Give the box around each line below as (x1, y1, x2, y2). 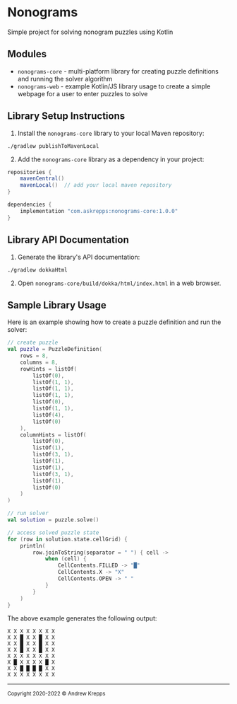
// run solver (7, 510, 49, 517)
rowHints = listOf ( (20, 365, 78, 372)
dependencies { (7, 201, 52, 209)
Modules (7, 48, 47, 60)
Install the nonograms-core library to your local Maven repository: (17, 129, 205, 137)
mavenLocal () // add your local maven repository (20, 182, 172, 189)
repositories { (7, 168, 52, 175)
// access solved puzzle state (7, 529, 99, 536)
